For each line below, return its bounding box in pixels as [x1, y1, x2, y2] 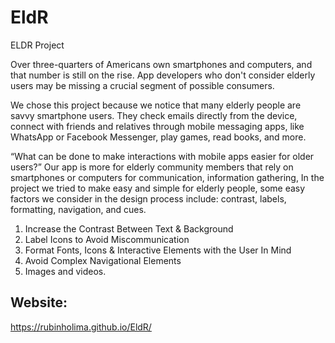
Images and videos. [24, 265, 107, 277]
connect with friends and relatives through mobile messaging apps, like [10, 120, 305, 132]
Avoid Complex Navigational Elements [24, 254, 182, 266]
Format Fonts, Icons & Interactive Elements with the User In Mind [24, 244, 292, 256]
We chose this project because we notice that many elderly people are [10, 99, 302, 111]
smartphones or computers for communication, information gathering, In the [10, 171, 325, 183]
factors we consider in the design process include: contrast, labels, [10, 192, 287, 205]
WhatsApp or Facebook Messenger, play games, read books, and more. [10, 131, 307, 143]
